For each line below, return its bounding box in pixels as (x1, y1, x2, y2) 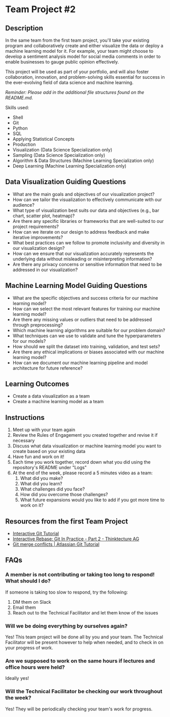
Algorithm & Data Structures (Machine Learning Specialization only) (12, 157, 154, 164)
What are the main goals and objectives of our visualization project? (12, 191, 155, 197)
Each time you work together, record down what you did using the (12, 459, 151, 465)
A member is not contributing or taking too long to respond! (5, 571, 155, 578)
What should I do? (5, 577, 51, 584)
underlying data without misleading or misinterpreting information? (12, 255, 152, 262)
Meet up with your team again (12, 427, 75, 433)
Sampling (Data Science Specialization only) (12, 152, 106, 158)
